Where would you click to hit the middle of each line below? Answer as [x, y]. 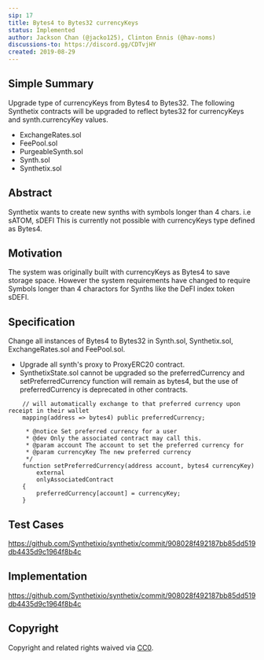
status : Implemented [42, 30]
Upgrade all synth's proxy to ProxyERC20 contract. [102, 365]
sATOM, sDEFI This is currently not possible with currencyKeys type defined [132, 220]
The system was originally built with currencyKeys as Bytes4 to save [119, 272]
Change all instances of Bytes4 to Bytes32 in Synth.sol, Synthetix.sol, [121, 341]
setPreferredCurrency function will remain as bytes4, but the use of [128, 382]
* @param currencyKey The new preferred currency [108, 452]
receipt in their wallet [49, 411]
